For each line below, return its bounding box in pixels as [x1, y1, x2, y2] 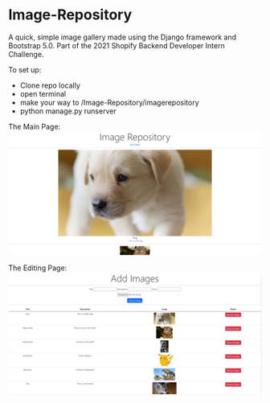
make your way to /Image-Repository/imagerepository [19, 97, 199, 107]
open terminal [19, 88, 67, 98]
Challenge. [8, 49, 44, 59]
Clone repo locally [19, 80, 80, 90]
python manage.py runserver [19, 106, 117, 116]
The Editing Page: [8, 263, 67, 273]
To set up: [8, 64, 42, 74]
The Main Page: [8, 121, 61, 131]
